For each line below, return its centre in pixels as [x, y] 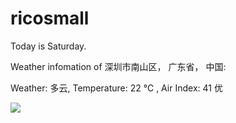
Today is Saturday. [48, 46]
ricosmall [50, 18]
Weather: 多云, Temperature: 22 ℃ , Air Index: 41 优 [116, 88]
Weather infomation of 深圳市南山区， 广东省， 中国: [118, 66]
